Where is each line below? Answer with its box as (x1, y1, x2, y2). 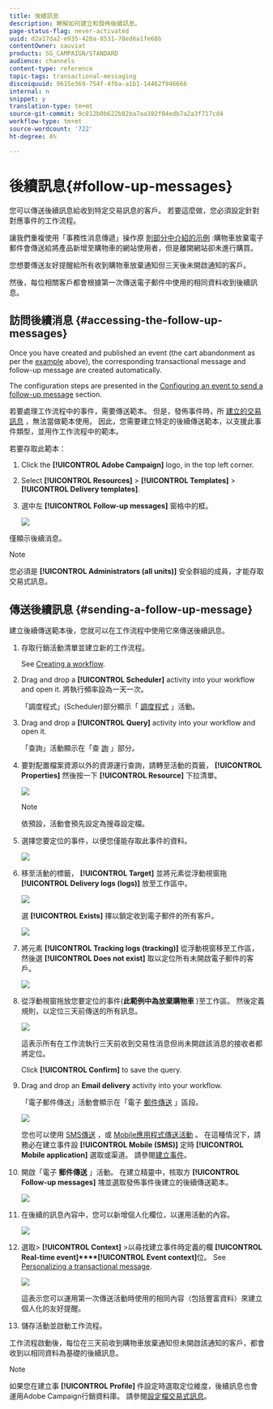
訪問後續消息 (9, 313, 74, 327)
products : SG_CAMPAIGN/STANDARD (9, 49, 118, 58)
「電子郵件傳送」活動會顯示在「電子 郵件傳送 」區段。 (20, 1098, 203, 1107)
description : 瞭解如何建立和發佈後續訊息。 (9, 19, 141, 28)
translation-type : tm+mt (9, 102, 93, 110)
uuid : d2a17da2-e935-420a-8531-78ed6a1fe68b (9, 34, 162, 43)
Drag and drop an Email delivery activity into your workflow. (20, 1081, 223, 1090)
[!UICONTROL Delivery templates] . (20, 484, 140, 495)
